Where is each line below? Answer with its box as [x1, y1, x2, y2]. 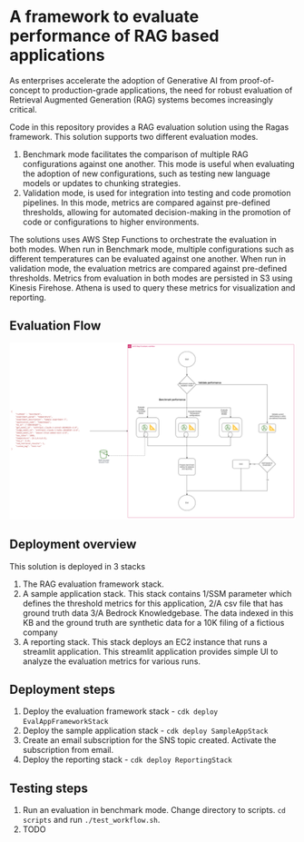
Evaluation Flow [9, 318, 102, 333]
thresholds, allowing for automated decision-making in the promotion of [22, 206, 291, 217]
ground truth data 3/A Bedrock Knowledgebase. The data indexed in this [22, 607, 294, 619]
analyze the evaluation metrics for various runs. [22, 656, 201, 667]
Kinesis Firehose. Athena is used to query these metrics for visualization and [9, 282, 296, 292]
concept [9, 84, 41, 95]
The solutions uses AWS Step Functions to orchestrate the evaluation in [9, 233, 277, 244]
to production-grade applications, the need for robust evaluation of [42, 84, 293, 95]
